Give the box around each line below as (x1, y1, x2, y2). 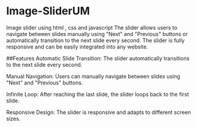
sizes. (6, 115, 21, 122)
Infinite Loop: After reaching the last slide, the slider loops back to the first (6, 90, 189, 98)
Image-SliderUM (6, 4, 90, 18)
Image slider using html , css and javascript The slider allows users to (6, 24, 178, 31)
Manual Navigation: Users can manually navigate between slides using (6, 72, 181, 80)
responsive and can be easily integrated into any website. (6, 43, 148, 50)
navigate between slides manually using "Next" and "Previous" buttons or (6, 30, 188, 37)
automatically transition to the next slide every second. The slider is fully (6, 37, 185, 44)
